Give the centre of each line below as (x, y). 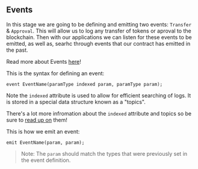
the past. (17, 50)
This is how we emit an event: (43, 131)
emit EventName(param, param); (45, 143)
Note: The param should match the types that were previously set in (104, 153)
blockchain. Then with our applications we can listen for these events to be (99, 37)
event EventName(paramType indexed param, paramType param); (85, 84)
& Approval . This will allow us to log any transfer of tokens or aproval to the (99, 31)
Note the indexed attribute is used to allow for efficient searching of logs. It (99, 95)
